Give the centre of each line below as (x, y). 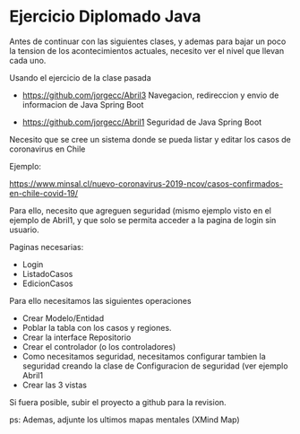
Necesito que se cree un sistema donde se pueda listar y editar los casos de (150, 139)
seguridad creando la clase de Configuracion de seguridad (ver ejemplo (155, 366)
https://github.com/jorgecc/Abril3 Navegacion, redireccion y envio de (150, 95)
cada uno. (28, 60)
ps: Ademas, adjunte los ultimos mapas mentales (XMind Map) (124, 420)
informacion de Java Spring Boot (83, 104)
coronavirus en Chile (47, 149)
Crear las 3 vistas (55, 385)
